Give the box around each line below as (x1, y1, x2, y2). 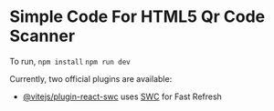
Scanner (9, 25, 76, 46)
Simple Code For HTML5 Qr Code (9, 6, 266, 27)
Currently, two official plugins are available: (9, 73, 173, 84)
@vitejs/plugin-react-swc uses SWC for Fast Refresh (22, 91, 222, 102)
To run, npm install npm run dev (9, 55, 131, 66)
